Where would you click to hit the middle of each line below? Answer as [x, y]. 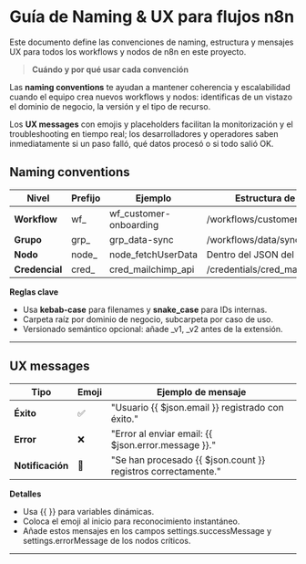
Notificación [41, 465]
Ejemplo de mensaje [201, 392]
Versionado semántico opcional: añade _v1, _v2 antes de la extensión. [153, 329]
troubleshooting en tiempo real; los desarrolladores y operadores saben [144, 133]
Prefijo [86, 198]
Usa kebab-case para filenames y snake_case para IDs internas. [145, 309]
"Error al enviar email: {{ [162, 433]
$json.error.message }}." [163, 444]
